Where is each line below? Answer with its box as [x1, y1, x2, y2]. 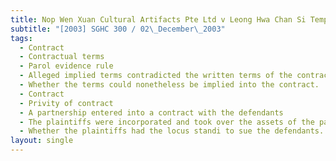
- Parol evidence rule [19, 61, 114, 71]
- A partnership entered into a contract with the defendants [19, 107, 284, 118]
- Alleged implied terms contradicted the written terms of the [19, 71, 293, 81]
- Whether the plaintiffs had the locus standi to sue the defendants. [19, 126, 325, 136]
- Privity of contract [19, 98, 114, 108]
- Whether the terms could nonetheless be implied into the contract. [19, 80, 320, 90]
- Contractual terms [19, 52, 105, 62]
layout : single [10, 136, 74, 146]
